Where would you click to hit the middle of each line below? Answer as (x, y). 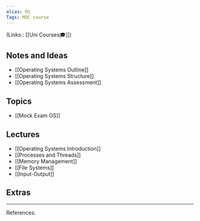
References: (21, 213)
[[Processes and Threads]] (48, 155)
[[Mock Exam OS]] (37, 116)
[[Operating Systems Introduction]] (58, 148)
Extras (18, 193)
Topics (19, 101)
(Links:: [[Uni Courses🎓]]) (39, 35)
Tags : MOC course (28, 17)
